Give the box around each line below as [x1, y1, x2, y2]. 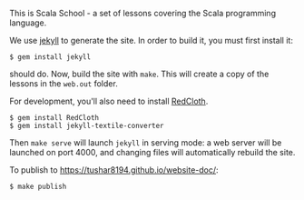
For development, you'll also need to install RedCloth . [9, 95, 209, 106]
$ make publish [9, 182, 67, 191]
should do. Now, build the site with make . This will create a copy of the [9, 68, 270, 79]
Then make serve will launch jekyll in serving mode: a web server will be [9, 137, 282, 148]
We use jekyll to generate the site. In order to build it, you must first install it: [9, 35, 293, 45]
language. [9, 17, 47, 28]
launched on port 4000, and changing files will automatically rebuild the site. [9, 147, 296, 157]
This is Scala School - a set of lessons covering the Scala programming [9, 8, 277, 18]
